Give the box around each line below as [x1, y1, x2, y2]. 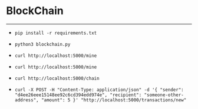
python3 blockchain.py [14, 41, 71, 47]
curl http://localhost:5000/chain [14, 75, 100, 81]
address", [14, 97, 39, 103]
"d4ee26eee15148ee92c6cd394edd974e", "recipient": [14, 92, 142, 98]
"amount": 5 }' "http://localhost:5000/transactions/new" [41, 97, 187, 103]
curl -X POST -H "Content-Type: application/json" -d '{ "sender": [14, 87, 184, 93]
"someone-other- [144, 92, 184, 98]
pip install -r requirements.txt [14, 30, 97, 36]
